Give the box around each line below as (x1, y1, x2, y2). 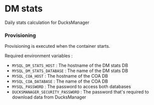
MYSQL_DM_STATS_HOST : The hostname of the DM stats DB (11, 63, 128, 69)
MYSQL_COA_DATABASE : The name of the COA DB (11, 78, 108, 85)
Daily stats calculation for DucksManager (4, 19, 89, 25)
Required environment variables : (4, 53, 73, 59)
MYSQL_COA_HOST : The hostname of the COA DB (11, 73, 108, 79)
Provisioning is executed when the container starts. (4, 43, 110, 49)
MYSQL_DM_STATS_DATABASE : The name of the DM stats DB (11, 68, 128, 74)
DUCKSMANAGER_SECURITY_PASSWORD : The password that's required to (11, 89, 149, 95)
